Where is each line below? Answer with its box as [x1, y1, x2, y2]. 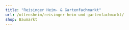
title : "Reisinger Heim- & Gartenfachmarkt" [5, 7, 101, 13]
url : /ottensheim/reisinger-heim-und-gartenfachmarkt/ [5, 12, 124, 17]
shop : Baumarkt [5, 17, 38, 22]
